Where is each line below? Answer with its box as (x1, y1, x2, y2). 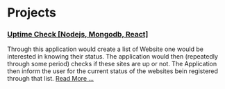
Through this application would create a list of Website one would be (7, 45, 203, 53)
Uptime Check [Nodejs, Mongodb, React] (7, 30, 149, 39)
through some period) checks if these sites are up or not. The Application (7, 60, 217, 68)
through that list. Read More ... (7, 75, 94, 83)
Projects (7, 5, 57, 21)
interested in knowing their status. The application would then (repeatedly (7, 52, 219, 61)
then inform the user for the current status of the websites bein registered (7, 67, 219, 75)
